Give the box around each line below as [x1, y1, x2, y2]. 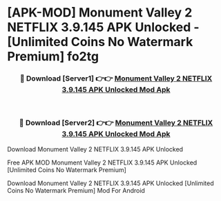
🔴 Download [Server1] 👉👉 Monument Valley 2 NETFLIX [19, 74, 213, 83]
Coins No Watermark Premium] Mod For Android [7, 186, 145, 194]
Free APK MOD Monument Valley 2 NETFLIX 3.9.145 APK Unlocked [7, 158, 198, 167]
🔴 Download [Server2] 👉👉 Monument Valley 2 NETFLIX [19, 118, 213, 128]
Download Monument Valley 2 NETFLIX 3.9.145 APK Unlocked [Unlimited [7, 179, 214, 187]
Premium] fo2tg [7, 49, 99, 65]
